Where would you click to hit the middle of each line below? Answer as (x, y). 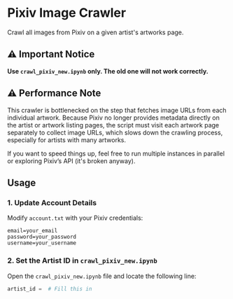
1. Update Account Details (52, 202)
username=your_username (42, 243)
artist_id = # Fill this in (50, 288)
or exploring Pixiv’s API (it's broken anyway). (71, 161)
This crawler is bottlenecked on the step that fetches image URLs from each (117, 110)
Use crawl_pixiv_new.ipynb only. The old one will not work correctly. (108, 71)
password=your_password (42, 237)
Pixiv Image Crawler (67, 13)
